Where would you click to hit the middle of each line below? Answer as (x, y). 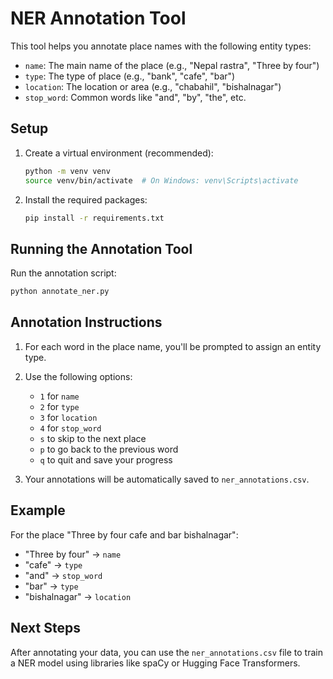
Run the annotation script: (63, 273)
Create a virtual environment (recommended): (119, 153)
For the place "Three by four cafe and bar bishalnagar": (124, 534)
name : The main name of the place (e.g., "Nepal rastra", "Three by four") (172, 65)
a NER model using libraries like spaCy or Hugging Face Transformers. (155, 663)
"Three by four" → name (73, 554)
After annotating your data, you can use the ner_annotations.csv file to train (166, 652)
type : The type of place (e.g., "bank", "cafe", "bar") (130, 76)
